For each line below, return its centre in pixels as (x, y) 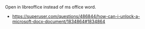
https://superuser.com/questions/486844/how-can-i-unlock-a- (76, 16)
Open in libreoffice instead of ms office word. (51, 7)
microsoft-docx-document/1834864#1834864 (59, 22)
